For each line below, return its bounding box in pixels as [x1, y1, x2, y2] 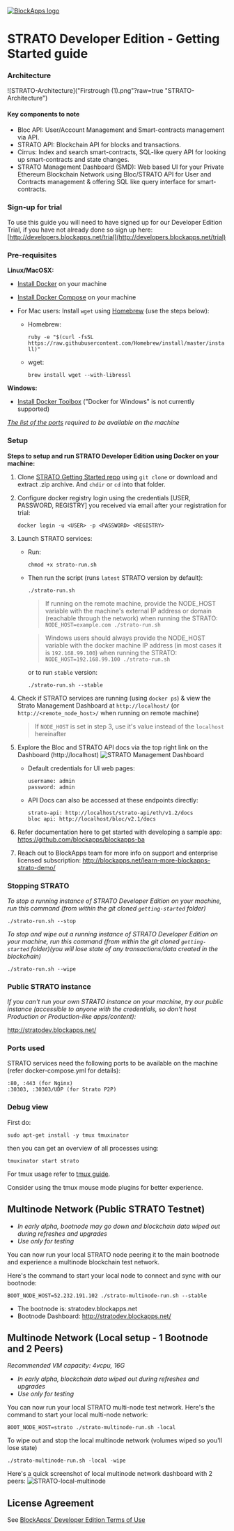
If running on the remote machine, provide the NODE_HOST [45, 599, 217, 607]
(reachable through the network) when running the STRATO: [45, 614, 218, 622]
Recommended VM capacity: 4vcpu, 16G [7, 1361, 125, 1370]
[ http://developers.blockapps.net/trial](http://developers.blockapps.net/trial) [7, 232, 226, 241]
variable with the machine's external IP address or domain [45, 606, 212, 615]
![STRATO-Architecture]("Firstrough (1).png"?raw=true [7, 87, 164, 95]
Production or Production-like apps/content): [7, 1013, 136, 1021]
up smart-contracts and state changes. [17, 155, 130, 163]
